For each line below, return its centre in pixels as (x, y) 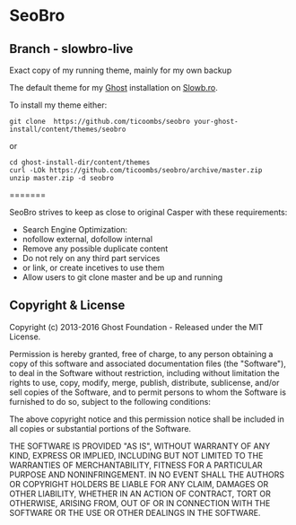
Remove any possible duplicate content (95, 249)
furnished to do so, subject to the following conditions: (110, 401)
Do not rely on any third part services (91, 258)
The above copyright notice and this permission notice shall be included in (147, 419)
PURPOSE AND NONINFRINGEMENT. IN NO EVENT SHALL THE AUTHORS (147, 474)
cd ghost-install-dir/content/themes (80, 162)
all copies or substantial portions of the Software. (100, 428)
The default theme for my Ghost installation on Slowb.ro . (113, 87)
